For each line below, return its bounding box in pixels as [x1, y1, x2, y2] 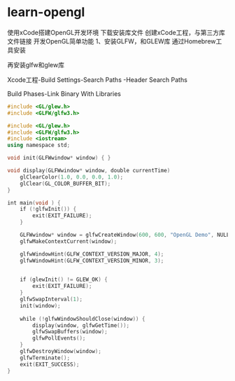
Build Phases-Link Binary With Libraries [7, 89, 121, 98]
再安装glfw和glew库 [7, 60, 65, 69]
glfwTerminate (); [20, 354, 71, 361]
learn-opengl [7, 4, 85, 20]
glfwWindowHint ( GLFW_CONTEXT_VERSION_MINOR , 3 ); [20, 257, 164, 264]
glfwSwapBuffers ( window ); [32, 328, 108, 335]
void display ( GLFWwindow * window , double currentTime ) [7, 167, 171, 174]
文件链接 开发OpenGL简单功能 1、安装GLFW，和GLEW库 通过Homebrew [7, 36, 216, 46]
